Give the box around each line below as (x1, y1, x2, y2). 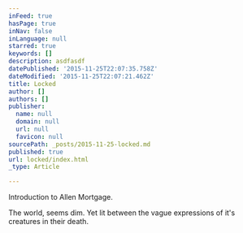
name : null (15, 110, 53, 119)
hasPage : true (8, 19, 57, 28)
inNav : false (8, 27, 53, 35)
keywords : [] (8, 50, 53, 58)
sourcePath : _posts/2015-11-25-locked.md (8, 140, 151, 149)
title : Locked (8, 80, 57, 88)
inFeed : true (8, 11, 53, 20)
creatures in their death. (8, 217, 89, 227)
